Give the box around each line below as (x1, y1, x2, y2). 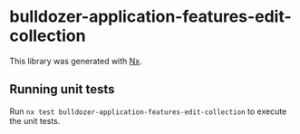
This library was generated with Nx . (9, 55, 142, 66)
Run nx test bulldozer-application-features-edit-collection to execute (9, 106, 287, 117)
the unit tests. (9, 115, 61, 126)
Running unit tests (9, 81, 115, 97)
